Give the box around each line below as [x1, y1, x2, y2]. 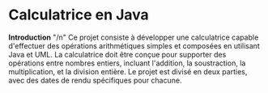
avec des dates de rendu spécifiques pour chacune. [8, 75, 182, 85]
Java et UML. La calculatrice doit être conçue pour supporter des [8, 49, 227, 59]
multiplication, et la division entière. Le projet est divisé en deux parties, [8, 66, 248, 76]
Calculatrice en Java [8, 6, 150, 24]
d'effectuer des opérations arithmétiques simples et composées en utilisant [8, 40, 261, 50]
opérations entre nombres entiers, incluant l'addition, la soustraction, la [8, 58, 246, 68]
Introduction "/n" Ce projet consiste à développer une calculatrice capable [8, 32, 259, 42]
